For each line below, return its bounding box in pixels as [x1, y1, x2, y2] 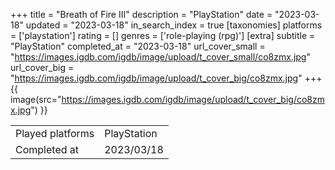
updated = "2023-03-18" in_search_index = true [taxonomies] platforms [25, 19, 323, 31]
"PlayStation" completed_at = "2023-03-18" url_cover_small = [10, 40, 266, 52]
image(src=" [10, 94, 62, 105]
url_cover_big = [10, 62, 75, 73]
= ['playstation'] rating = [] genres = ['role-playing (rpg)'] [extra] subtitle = [10, 30, 316, 41]
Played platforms [15, 127, 95, 140]
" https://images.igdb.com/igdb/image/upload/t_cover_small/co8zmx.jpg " [10, 51, 311, 63]
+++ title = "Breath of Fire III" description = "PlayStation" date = [10, 9, 273, 20]
